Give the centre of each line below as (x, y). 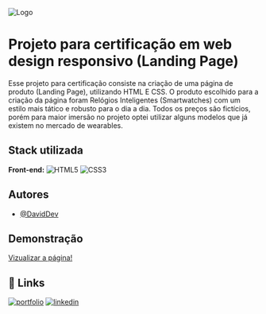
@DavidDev (39, 214)
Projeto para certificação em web (120, 45)
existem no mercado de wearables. (66, 125)
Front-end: (27, 169)
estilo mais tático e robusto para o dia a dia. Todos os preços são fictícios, (129, 108)
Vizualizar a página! (40, 258)
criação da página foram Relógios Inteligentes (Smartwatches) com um (124, 100)
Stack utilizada (46, 151)
